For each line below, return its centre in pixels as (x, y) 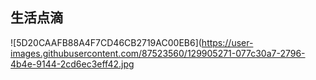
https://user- (227, 42)
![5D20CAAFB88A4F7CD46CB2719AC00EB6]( (106, 42)
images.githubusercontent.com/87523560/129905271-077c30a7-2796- (158, 53)
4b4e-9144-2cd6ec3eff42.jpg (72, 64)
